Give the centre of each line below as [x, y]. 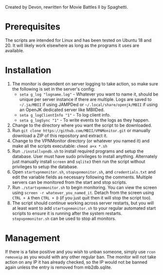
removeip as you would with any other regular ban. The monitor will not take [81, 257]
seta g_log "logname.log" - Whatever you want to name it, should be [89, 94]
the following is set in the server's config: [54, 89]
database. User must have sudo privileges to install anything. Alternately [85, 156]
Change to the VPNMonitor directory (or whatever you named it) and [81, 140]
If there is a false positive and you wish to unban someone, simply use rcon [80, 252]
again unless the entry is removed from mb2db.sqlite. [59, 267]
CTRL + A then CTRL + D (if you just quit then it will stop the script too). [82, 197]
